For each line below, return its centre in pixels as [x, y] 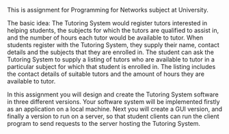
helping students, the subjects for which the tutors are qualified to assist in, [113, 30]
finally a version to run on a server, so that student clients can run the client [113, 116]
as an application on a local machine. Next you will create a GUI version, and [115, 109]
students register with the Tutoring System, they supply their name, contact [113, 45]
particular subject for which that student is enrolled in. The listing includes [111, 67]
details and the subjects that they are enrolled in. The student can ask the [110, 52]
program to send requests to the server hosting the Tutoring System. [104, 123]
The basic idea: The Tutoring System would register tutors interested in [107, 23]
